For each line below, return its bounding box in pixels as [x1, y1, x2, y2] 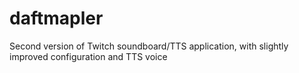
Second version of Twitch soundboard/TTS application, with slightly [9, 40, 289, 52]
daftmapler [9, 7, 104, 30]
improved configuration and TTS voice [9, 50, 168, 62]
